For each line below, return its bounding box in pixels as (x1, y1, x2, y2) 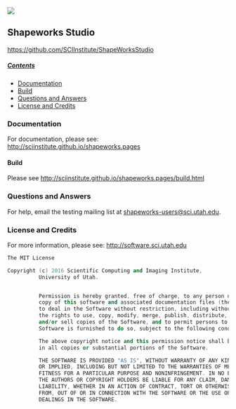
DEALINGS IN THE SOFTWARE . (38, 396, 118, 403)
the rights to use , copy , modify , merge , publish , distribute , (38, 312, 228, 319)
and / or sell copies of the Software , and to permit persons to (38, 319, 228, 326)
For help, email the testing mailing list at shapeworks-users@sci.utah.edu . (7, 207, 221, 216)
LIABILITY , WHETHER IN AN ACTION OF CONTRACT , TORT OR (38, 383, 202, 390)
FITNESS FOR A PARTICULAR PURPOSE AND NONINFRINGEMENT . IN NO (38, 370, 225, 377)
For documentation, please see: (7, 135, 99, 143)
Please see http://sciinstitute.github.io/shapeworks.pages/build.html (7, 174, 205, 182)
